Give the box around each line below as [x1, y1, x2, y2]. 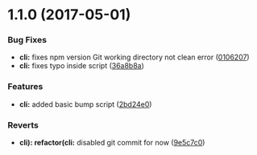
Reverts [7, 119, 39, 130]
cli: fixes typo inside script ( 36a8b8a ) [19, 61, 144, 71]
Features [7, 81, 44, 92]
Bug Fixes [7, 35, 48, 46]
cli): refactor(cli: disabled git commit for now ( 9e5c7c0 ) [19, 138, 205, 148]
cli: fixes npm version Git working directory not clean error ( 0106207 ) [19, 52, 251, 62]
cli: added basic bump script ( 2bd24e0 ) [19, 99, 152, 109]
